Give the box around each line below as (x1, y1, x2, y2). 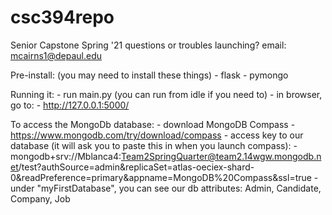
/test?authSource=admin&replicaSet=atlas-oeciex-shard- (18, 161, 255, 173)
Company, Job (10, 192, 71, 205)
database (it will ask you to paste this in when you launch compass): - (10, 139, 298, 151)
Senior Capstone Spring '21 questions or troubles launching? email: (10, 39, 287, 51)
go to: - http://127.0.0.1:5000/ (10, 99, 130, 111)
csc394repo (10, 6, 115, 29)
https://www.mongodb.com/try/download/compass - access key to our (10, 129, 304, 141)
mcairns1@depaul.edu (10, 49, 103, 61)
